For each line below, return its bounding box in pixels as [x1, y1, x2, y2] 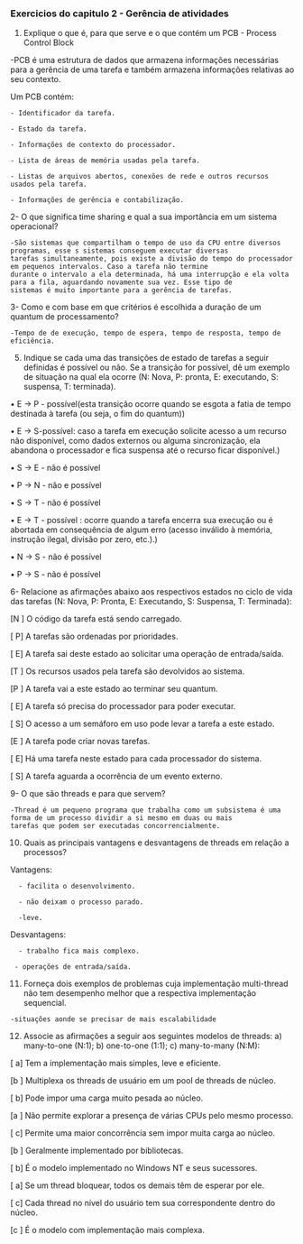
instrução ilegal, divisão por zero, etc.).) [10, 534, 159, 545]
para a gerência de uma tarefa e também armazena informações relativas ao [10, 64, 295, 75]
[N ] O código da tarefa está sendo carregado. [10, 613, 183, 624]
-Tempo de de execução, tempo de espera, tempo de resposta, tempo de [10, 328, 281, 338]
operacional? [10, 221, 59, 232]
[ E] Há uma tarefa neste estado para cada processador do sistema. [10, 753, 262, 764]
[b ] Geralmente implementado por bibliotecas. [10, 1145, 184, 1156]
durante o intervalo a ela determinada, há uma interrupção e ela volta [10, 270, 289, 280]
